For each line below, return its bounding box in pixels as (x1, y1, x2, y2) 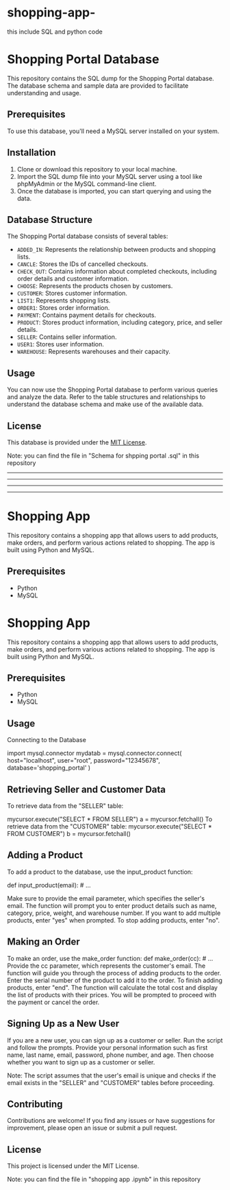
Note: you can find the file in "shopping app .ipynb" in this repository (7, 1175, 201, 1184)
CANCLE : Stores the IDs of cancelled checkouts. (16, 260, 149, 268)
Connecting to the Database (7, 736, 87, 744)
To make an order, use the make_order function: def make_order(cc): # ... (7, 954, 214, 962)
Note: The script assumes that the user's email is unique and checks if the (7, 1071, 216, 1080)
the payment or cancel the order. (7, 998, 100, 1006)
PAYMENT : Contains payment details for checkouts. (16, 311, 156, 320)
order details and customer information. (16, 274, 129, 283)
